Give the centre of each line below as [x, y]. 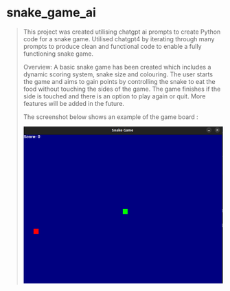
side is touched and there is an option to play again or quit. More [114, 96]
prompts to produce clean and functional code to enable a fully [112, 46]
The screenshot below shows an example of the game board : [111, 117]
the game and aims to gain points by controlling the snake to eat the [119, 81]
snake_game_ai [51, 13]
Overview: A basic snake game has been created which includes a [117, 67]
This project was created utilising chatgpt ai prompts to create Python [122, 32]
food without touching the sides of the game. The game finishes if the [122, 89]
